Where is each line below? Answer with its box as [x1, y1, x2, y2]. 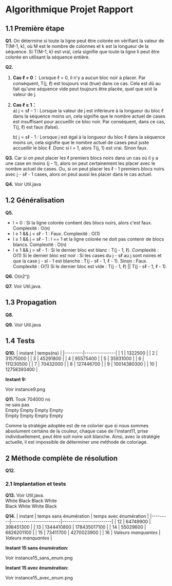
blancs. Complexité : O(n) [12, 241, 67, 248]
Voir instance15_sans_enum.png [5, 555, 73, 561]
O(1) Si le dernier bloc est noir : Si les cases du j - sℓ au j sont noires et [12, 252, 162, 258]
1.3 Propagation [5, 298, 57, 307]
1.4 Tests [5, 336, 35, 345]
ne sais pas [5, 402, 30, 408]
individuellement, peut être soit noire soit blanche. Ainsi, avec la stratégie [5, 433, 160, 440]
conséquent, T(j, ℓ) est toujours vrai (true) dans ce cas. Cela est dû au [12, 81, 161, 86]
